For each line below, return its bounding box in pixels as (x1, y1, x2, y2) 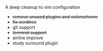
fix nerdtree (12, 19, 37, 25)
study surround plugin (12, 40, 58, 46)
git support (12, 24, 35, 30)
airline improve (12, 35, 43, 41)
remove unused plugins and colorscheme (12, 14, 98, 19)
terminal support (12, 30, 47, 35)
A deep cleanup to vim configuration (5, 4, 80, 10)
